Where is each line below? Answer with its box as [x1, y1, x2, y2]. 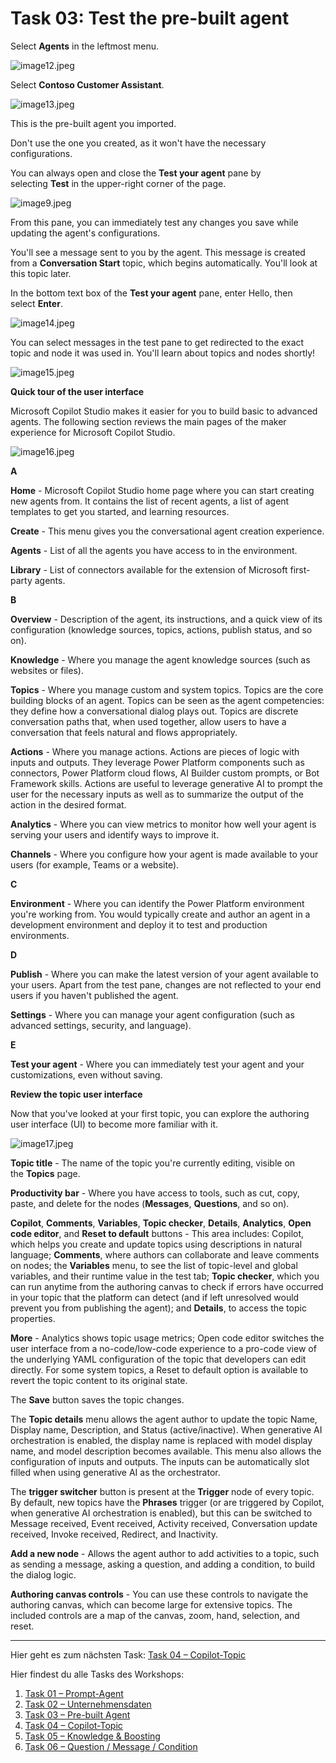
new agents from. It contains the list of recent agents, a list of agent [10, 495, 290, 507]
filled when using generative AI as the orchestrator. [10, 1466, 221, 1478]
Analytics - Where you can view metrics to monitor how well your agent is [10, 818, 317, 830]
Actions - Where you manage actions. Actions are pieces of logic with [10, 745, 300, 757]
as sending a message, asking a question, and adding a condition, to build [10, 1558, 316, 1570]
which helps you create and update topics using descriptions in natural [10, 1238, 303, 1250]
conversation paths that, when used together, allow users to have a [10, 715, 287, 727]
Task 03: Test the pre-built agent [10, 7, 290, 30]
